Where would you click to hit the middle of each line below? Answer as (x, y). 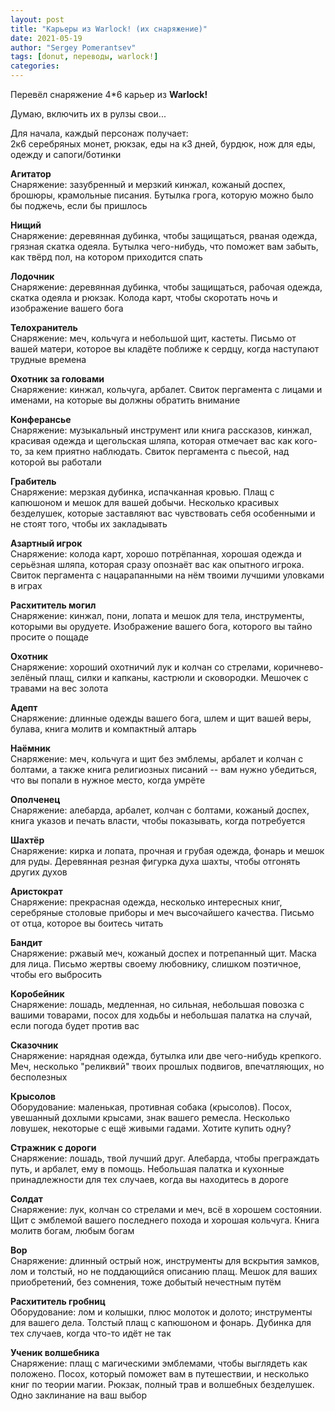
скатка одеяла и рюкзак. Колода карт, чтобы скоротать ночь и (144, 297)
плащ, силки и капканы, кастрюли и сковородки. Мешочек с (179, 677)
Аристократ (37, 891)
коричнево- (298, 667)
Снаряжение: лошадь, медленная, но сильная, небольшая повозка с (157, 1004)
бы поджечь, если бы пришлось (79, 205)
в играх (26, 585)
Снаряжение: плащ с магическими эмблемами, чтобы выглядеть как (159, 1363)
